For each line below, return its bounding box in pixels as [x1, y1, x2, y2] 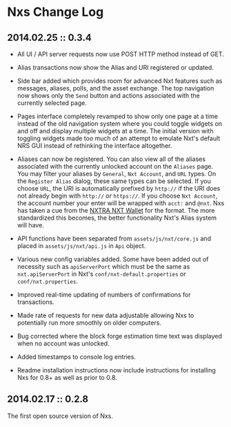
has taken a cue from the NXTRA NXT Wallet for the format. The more [17, 207, 215, 214]
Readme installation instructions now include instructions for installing [17, 366, 216, 374]
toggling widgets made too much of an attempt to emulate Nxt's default [17, 134, 221, 142]
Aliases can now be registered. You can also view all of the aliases [17, 155, 205, 163]
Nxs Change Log [7, 4, 104, 20]
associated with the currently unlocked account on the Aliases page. [17, 162, 214, 170]
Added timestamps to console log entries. [17, 353, 137, 361]
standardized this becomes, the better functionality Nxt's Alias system [17, 213, 217, 222]
